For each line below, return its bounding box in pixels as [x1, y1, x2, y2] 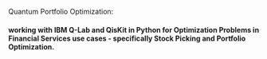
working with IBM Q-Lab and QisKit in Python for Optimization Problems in [8, 25, 260, 34]
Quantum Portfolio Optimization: [8, 7, 114, 16]
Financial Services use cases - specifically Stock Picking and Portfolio [8, 33, 246, 43]
